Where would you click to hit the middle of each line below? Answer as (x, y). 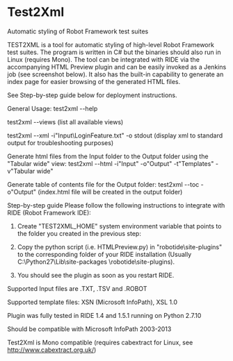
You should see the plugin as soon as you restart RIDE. (96, 275)
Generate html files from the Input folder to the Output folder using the (108, 156)
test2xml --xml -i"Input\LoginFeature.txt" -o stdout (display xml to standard (115, 135)
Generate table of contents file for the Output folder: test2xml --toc (103, 184)
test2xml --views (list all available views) (65, 121)
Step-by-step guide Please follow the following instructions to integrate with (116, 205)
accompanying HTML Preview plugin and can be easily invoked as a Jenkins (117, 67)
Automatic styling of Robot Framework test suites (78, 31)
